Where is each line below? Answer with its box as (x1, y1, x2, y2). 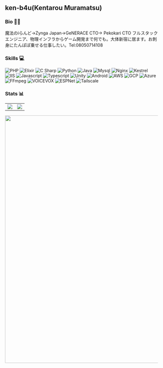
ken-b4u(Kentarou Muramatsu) (5, 4, 102, 12)
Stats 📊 (5, 90, 24, 97)
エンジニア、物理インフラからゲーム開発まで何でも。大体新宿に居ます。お (5, 36, 153, 42)
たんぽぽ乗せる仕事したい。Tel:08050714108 (13, 42, 103, 48)
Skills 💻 (5, 55, 25, 61)
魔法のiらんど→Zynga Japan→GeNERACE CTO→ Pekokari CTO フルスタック (5, 30, 158, 36)
